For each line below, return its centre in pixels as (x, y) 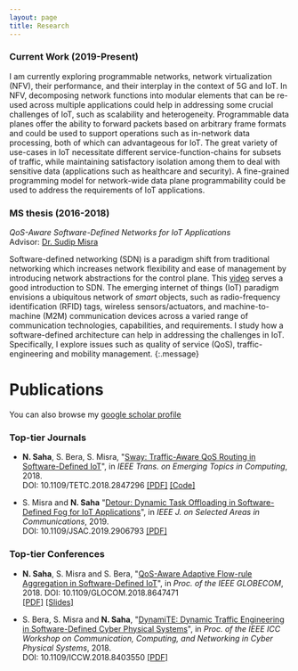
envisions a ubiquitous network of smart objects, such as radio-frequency (145, 297)
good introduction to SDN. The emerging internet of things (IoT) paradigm (144, 288)
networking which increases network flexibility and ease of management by (148, 269)
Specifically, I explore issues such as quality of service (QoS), (122, 345)
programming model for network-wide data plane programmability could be (148, 180)
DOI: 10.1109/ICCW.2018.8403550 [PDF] (95, 657)
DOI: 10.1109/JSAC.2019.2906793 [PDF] (94, 531)
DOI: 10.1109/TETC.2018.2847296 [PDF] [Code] (109, 486)
